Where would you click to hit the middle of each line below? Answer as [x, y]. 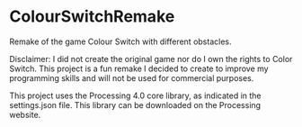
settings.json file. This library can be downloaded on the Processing [135, 104]
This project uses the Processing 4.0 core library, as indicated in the [136, 95]
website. [25, 114]
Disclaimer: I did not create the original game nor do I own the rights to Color [151, 59]
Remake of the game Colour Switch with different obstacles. [120, 41]
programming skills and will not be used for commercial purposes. [132, 77]
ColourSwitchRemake [92, 17]
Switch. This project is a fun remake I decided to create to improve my [139, 68]
